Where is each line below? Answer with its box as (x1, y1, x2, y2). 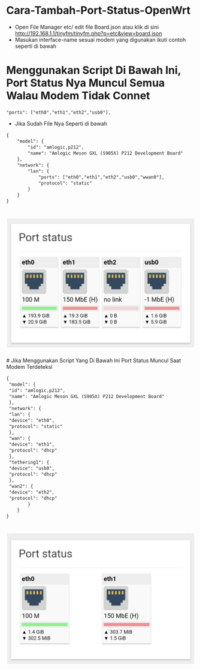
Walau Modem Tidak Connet (6, 89, 151, 102)
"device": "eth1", (8, 441, 55, 447)
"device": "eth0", (8, 417, 55, 423)
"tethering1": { (8, 459, 50, 465)
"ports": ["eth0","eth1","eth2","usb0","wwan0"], (38, 174, 165, 180)
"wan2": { (8, 483, 34, 489)
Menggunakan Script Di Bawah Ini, (6, 63, 181, 77)
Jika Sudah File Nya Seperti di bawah (14, 120, 108, 127)
